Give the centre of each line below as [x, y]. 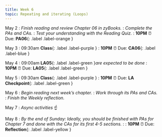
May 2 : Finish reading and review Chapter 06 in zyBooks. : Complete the [79, 28]
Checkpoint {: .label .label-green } [39, 83]
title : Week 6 [20, 9]
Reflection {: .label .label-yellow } [38, 129]
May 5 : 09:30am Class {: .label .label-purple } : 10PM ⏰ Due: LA [70, 78]
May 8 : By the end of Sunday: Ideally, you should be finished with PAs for [79, 119]
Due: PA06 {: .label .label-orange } [39, 38]
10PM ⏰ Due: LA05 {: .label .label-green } [46, 68]
